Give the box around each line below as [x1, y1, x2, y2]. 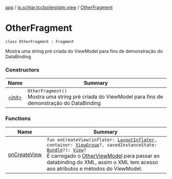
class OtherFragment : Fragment [5, 39, 74, 44]
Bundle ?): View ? [47, 147, 87, 153]
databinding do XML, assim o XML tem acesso [47, 159, 159, 166]
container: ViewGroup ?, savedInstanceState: [47, 142, 157, 148]
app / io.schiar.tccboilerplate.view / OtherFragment [5, 5, 113, 10]
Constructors [5, 66, 39, 73]
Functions [5, 115, 31, 122]
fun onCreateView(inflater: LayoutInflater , [47, 137, 157, 143]
